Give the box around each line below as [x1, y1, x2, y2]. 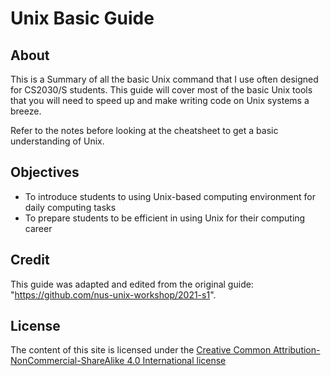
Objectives [10, 164, 80, 181]
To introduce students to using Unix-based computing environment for [24, 190, 316, 202]
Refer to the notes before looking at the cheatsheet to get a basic [10, 125, 279, 136]
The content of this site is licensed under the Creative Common [10, 344, 272, 356]
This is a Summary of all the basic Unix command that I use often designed [10, 73, 319, 85]
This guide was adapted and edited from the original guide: [10, 278, 254, 290]
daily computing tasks [24, 201, 117, 213]
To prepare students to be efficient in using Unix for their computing [24, 212, 306, 224]
